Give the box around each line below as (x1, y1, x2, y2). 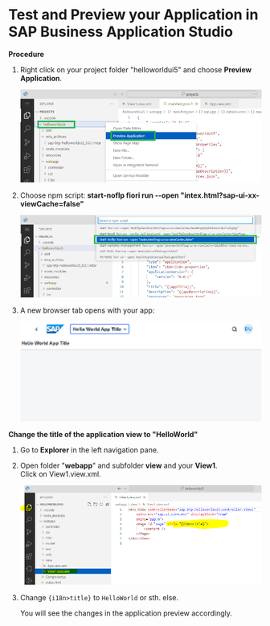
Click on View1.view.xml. (19, 469, 102, 479)
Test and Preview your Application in (8, 6, 259, 24)
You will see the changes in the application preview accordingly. (19, 608, 233, 618)
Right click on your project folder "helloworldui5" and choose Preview (19, 64, 252, 74)
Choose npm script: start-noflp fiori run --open (19, 190, 179, 200)
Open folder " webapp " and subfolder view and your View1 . (19, 460, 218, 471)
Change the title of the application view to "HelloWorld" (8, 430, 198, 440)
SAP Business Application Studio (8, 23, 233, 41)
